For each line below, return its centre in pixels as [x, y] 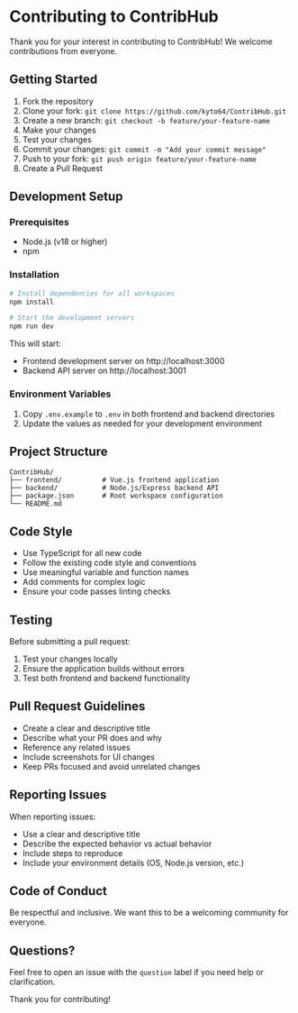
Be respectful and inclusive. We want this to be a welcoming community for [149, 913]
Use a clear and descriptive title [81, 834]
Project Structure [59, 451]
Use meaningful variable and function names [105, 572]
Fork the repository [58, 101]
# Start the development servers [72, 318]
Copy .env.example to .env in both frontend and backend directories [149, 414]
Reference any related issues [76, 747]
